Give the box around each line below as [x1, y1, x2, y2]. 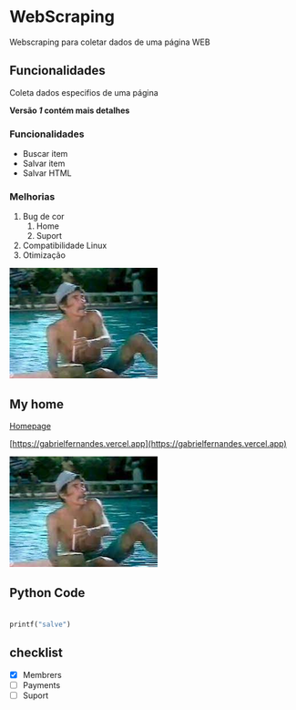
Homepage [9, 421, 52, 432]
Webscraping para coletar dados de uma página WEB [9, 36, 211, 47]
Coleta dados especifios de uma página [9, 87, 159, 98]
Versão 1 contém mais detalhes [9, 105, 130, 116]
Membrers [22, 669, 62, 680]
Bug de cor [22, 211, 66, 222]
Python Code [9, 585, 86, 601]
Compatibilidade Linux [22, 240, 107, 252]
